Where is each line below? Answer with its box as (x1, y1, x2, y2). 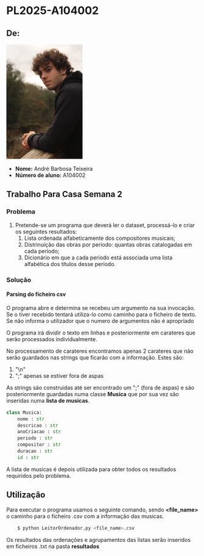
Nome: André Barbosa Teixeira (15, 165, 93, 172)
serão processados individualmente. (6, 335, 97, 342)
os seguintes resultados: (15, 228, 77, 235)
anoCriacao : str (17, 428, 62, 435)
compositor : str (17, 442, 62, 448)
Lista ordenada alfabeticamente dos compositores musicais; (24, 234, 175, 242)
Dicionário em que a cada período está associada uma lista (24, 254, 173, 261)
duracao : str (17, 448, 53, 455)
